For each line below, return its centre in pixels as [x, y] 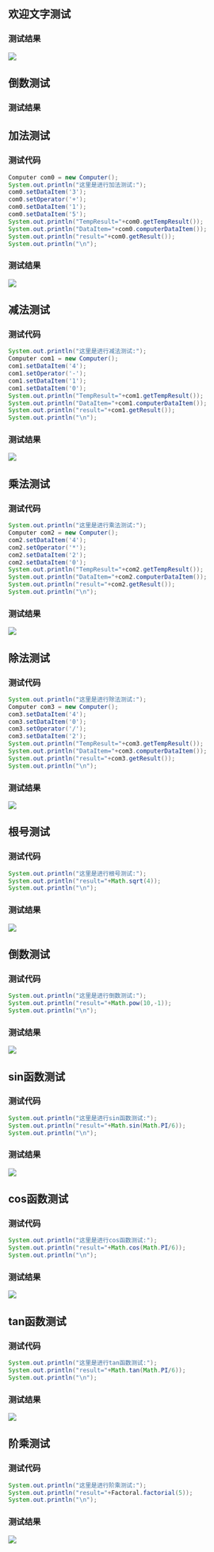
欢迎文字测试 [40, 14]
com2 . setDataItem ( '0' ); [48, 562]
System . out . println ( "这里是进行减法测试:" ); [77, 352]
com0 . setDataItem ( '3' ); [48, 192]
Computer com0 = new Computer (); [63, 177]
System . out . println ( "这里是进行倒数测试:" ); [77, 996]
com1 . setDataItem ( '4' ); [48, 366]
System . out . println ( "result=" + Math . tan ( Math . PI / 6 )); [97, 1370]
